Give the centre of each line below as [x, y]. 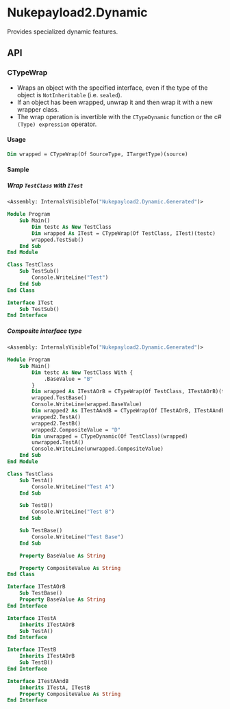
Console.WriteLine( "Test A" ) [73, 487]
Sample [18, 170]
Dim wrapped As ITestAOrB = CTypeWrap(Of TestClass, [108, 392]
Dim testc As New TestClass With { [82, 372]
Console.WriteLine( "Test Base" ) [78, 537]
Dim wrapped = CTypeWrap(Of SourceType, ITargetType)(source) [98, 154]
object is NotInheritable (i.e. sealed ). [69, 95]
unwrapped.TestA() [58, 443]
